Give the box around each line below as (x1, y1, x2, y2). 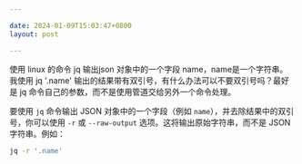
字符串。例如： (9, 128, 65, 139)
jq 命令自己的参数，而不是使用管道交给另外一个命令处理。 (19, 86, 237, 97)
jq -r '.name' (9, 146, 64, 155)
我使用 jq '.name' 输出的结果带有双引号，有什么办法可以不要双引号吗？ (9, 74, 274, 86)
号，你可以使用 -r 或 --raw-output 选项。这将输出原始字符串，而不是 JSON (9, 117, 291, 128)
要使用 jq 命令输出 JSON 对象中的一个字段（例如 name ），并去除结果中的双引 (9, 105, 294, 116)
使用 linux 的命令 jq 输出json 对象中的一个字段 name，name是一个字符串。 (9, 63, 288, 74)
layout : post (9, 29, 59, 39)
